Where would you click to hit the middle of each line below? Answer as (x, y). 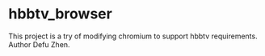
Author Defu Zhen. (39, 44)
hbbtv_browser (61, 14)
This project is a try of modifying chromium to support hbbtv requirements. (133, 36)
